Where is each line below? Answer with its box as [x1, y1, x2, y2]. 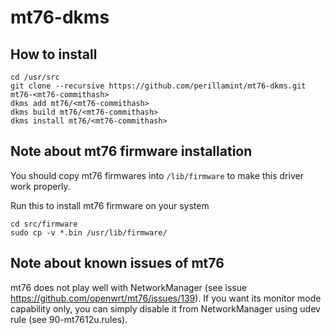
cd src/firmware [10, 219, 78, 229]
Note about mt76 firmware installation [10, 143, 253, 160]
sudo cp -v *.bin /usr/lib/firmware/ [10, 227, 168, 238]
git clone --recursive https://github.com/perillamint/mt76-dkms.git [10, 81, 307, 91]
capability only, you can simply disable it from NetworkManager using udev [10, 302, 321, 315]
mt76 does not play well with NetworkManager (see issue [10, 281, 248, 293]
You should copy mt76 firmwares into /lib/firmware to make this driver [10, 169, 304, 181]
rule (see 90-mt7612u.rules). [10, 313, 128, 325]
